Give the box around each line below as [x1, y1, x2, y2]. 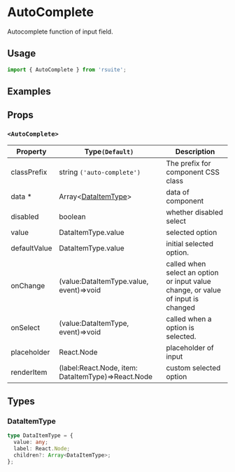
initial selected [166, 238, 213, 248]
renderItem [10, 367, 48, 377]
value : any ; [13, 438, 49, 446]
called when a [166, 314, 212, 324]
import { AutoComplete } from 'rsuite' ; [7, 66, 127, 73]
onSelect [10, 322, 41, 332]
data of [166, 187, 190, 196]
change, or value [166, 285, 222, 294]
